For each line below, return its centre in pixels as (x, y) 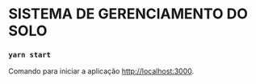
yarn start (29, 55)
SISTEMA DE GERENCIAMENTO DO (128, 14)
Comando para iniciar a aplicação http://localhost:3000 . (101, 71)
